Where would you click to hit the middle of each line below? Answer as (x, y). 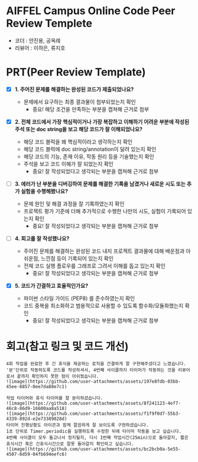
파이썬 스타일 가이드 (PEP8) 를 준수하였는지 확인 (79, 298)
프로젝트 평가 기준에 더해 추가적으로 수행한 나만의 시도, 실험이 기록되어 (105, 212)
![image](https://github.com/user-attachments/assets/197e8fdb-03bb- (94, 382)
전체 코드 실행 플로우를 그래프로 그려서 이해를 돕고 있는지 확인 (94, 266)
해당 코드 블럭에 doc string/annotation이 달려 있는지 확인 (90, 149)
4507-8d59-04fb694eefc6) (37, 454)
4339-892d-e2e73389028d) (37, 419)
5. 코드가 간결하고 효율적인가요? (51, 286)
